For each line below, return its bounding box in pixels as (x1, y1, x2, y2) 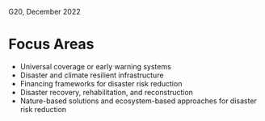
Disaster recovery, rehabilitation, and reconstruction (19, 87, 194, 97)
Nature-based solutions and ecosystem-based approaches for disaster (19, 96, 257, 106)
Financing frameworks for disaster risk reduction (19, 78, 183, 88)
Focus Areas (8, 35, 95, 53)
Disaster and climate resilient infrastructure (19, 70, 164, 80)
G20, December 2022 (8, 7, 81, 16)
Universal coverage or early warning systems (19, 61, 171, 71)
